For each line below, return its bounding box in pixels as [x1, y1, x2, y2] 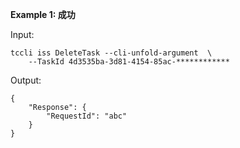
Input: [10, 29, 35, 40]
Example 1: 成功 [10, 9, 76, 20]
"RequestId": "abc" [46, 111, 128, 121]
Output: [10, 74, 42, 86]
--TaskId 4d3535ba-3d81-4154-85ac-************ [28, 57, 230, 67]
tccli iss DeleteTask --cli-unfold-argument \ [10, 48, 213, 58]
